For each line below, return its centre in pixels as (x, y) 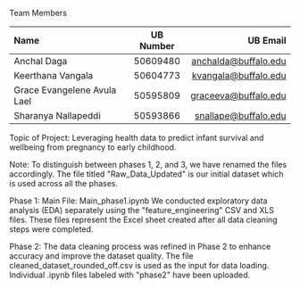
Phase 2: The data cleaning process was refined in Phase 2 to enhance (140, 246)
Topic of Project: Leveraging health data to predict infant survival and (137, 138)
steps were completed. (51, 229)
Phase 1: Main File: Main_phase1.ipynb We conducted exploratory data (138, 201)
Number (158, 46)
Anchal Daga (41, 61)
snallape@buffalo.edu (241, 116)
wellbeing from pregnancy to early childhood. (93, 147)
